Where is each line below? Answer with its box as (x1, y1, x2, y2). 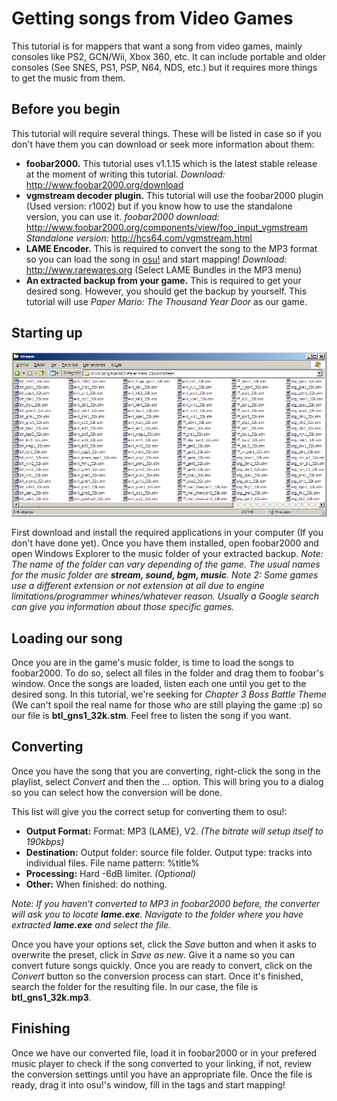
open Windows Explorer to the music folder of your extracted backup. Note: (11, 548, 324, 560)
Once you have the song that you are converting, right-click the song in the (11, 765, 321, 777)
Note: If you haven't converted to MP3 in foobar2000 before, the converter (11, 897, 321, 909)
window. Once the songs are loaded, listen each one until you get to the (11, 678, 307, 689)
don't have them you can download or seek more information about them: (11, 138, 315, 150)
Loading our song (11, 630, 123, 647)
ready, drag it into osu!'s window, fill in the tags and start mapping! (11, 1078, 286, 1091)
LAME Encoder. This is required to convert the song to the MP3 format (25, 242, 318, 254)
